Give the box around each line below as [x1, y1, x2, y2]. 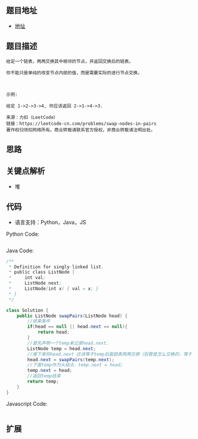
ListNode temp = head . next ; [27, 345, 96, 352]
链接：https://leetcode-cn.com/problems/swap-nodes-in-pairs [6, 120, 157, 127]
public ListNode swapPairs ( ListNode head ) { [16, 313, 128, 319]
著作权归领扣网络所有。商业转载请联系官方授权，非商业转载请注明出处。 [6, 127, 156, 133]
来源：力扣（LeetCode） [6, 114, 58, 120]
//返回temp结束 [27, 373, 61, 379]
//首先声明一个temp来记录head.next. [27, 340, 109, 346]
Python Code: [6, 230, 39, 237]
